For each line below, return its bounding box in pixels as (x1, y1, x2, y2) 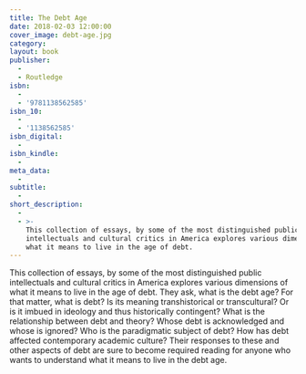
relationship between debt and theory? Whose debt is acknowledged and (9, 316, 285, 327)
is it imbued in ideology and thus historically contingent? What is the (9, 306, 266, 317)
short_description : (9, 200, 84, 210)
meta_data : (9, 166, 51, 175)
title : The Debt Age (9, 13, 88, 23)
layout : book (9, 47, 59, 57)
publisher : (9, 56, 51, 65)
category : (9, 38, 47, 48)
